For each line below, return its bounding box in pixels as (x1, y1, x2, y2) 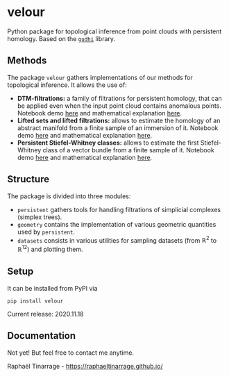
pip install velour (7, 297, 64, 305)
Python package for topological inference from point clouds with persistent (7, 27, 222, 35)
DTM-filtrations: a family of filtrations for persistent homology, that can (17, 94, 222, 102)
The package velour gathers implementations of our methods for (7, 73, 193, 81)
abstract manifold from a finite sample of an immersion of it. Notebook (17, 123, 219, 132)
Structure (7, 173, 50, 185)
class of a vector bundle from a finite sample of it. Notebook (42, 145, 215, 154)
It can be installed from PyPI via (7, 284, 98, 292)
